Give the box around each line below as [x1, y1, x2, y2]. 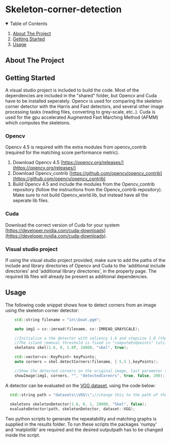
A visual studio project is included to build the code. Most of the [5, 87, 139, 93]
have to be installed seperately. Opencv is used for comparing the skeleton [5, 98, 162, 104]
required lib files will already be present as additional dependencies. [5, 274, 149, 280]
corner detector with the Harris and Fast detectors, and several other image [5, 103, 164, 109]
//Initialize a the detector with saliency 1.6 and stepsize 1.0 [14, 336, 156, 341]
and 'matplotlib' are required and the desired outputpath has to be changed [5, 427, 163, 433]
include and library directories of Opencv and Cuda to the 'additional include [5, 262, 166, 269]
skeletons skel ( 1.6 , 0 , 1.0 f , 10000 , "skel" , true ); [14, 345, 129, 350]
